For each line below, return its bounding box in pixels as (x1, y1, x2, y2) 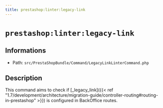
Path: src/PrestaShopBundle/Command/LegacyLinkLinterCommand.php (12, 59, 149, 65)
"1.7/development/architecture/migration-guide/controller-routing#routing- (5, 92, 158, 98)
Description (5, 74, 42, 82)
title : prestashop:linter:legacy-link (5, 7, 85, 12)
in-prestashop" (5, 98, 36, 104)
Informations (5, 47, 46, 55)
